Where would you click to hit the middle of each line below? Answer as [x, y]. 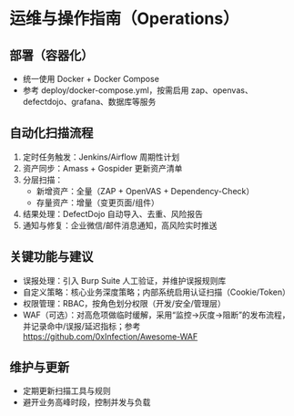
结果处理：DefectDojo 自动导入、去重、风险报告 [112, 213]
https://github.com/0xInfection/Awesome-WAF [110, 336]
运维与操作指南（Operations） [124, 19]
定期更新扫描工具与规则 [66, 391]
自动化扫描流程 [51, 133]
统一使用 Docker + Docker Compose [91, 79]
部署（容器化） [51, 55]
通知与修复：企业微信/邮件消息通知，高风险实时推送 [120, 225]
